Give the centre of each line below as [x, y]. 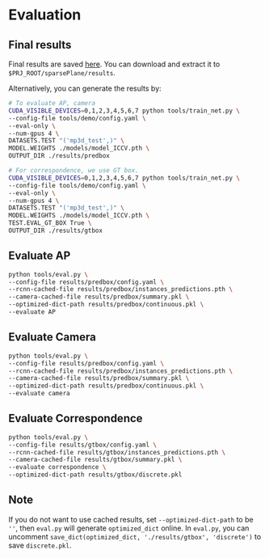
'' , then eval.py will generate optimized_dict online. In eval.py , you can [129, 528]
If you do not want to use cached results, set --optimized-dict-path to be [131, 519]
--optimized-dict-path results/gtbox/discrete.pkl [95, 475]
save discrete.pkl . [40, 545]
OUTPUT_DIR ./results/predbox [59, 156]
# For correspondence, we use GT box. [74, 171]
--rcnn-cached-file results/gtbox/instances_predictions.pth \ [117, 452]
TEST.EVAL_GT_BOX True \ [50, 223]
